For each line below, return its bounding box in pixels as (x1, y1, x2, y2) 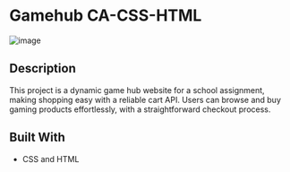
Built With (9, 130, 65, 145)
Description (9, 61, 76, 76)
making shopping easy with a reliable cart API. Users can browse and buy (9, 94, 282, 105)
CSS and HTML (21, 153, 80, 164)
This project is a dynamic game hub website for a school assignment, (9, 84, 266, 95)
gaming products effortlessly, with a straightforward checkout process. (9, 104, 271, 115)
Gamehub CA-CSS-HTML (9, 5, 202, 26)
